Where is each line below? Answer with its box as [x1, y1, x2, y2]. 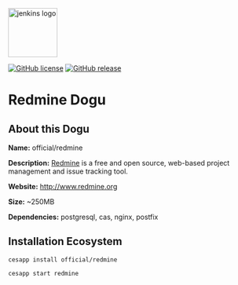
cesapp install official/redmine [8, 255, 118, 264]
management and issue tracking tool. [8, 166, 128, 176]
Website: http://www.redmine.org [8, 182, 118, 191]
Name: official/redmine [8, 143, 83, 152]
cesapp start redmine [8, 269, 79, 277]
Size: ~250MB [8, 197, 55, 206]
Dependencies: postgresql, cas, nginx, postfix [8, 212, 159, 221]
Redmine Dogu [8, 91, 106, 109]
